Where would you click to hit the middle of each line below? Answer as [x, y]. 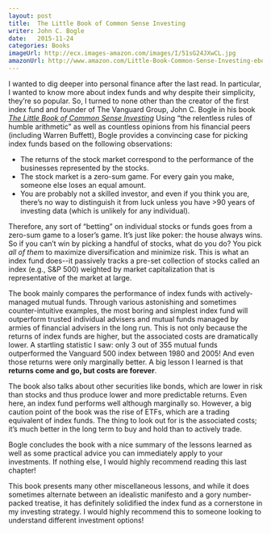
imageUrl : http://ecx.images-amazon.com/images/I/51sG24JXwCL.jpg [122, 53]
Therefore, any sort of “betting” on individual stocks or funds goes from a [130, 226]
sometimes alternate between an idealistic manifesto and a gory [115, 494]
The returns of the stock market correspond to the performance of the [137, 159]
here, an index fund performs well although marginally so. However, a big [130, 403]
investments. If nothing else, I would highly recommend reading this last [128, 461]
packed [21, 503]
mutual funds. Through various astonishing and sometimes [139, 302]
